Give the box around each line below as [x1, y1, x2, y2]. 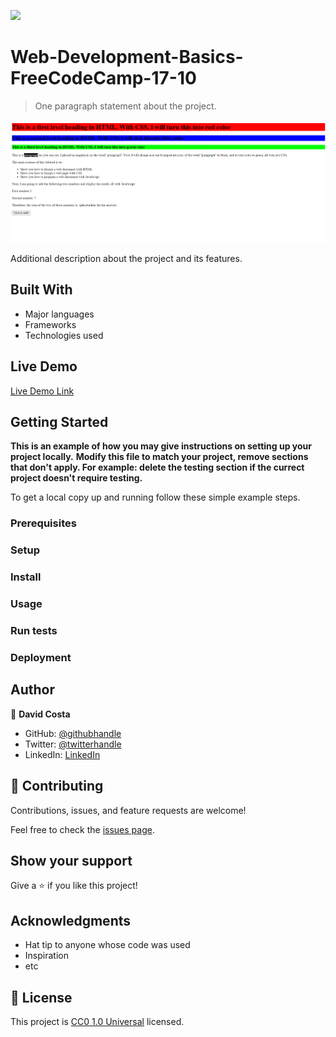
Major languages [24, 308, 95, 320]
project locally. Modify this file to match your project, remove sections [10, 451, 309, 463]
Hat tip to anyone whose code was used [24, 939, 191, 951]
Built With [10, 281, 73, 299]
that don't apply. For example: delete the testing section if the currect [10, 461, 305, 474]
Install [10, 570, 42, 584]
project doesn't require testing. [10, 472, 143, 484]
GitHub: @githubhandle [24, 727, 122, 739]
